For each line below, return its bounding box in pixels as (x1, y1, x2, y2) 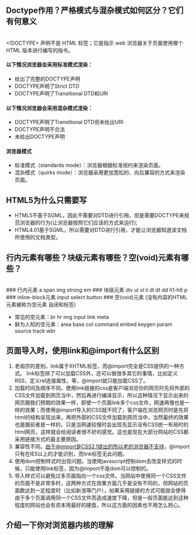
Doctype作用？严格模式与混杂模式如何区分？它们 (6, 5, 184, 16)
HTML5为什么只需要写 (6, 195, 87, 205)
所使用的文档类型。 (14, 234, 61, 241)
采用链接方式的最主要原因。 (14, 435, 82, 443)
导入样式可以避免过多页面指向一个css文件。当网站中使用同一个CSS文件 (14, 472, 187, 479)
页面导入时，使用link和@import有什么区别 (6, 346, 159, 356)
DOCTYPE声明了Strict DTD (14, 83, 80, 90)
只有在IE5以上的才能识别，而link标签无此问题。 (14, 450, 128, 457)
